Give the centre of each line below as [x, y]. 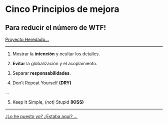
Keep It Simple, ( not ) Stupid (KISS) [48, 102]
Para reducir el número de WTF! [56, 28]
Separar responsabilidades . [41, 73]
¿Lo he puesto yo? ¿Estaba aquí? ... [41, 116]
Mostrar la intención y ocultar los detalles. [56, 54]
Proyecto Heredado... [27, 39]
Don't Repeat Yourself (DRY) [42, 83]
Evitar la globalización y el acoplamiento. [55, 63]
